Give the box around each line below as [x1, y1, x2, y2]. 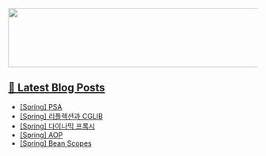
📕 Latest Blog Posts [8, 81, 105, 95]
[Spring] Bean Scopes [19, 138, 93, 148]
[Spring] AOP [19, 130, 63, 139]
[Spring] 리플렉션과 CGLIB [19, 111, 104, 121]
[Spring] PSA [19, 102, 63, 111]
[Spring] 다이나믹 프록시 [19, 121, 96, 131]
